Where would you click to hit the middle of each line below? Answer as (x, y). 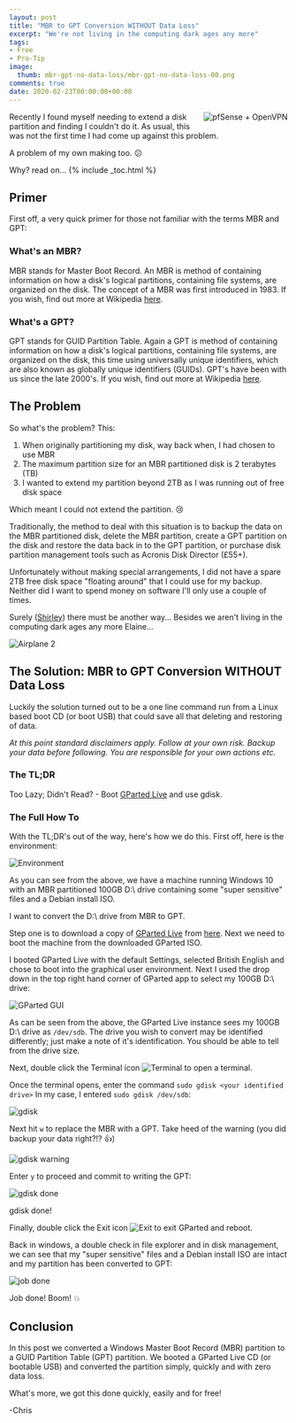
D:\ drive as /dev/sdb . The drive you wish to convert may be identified (136, 1032)
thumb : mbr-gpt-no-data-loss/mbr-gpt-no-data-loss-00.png (126, 75)
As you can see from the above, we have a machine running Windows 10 (141, 880)
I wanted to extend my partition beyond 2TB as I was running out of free (153, 483)
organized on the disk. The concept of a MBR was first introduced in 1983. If (148, 290)
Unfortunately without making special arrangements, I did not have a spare (145, 571)
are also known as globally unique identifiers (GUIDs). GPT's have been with (148, 369)
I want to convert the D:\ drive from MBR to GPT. (97, 916)
